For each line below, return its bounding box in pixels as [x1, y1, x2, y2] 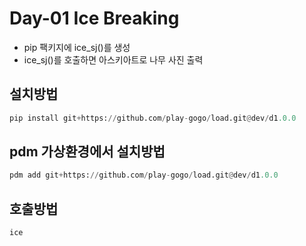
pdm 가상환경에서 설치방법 [9, 143, 166, 161]
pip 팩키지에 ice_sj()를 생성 [23, 41, 131, 53]
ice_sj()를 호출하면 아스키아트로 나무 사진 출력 [23, 53, 204, 66]
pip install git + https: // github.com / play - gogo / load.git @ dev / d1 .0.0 [9, 113, 297, 123]
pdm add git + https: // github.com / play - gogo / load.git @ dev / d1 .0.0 [9, 170, 279, 181]
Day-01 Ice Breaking [9, 7, 180, 30]
